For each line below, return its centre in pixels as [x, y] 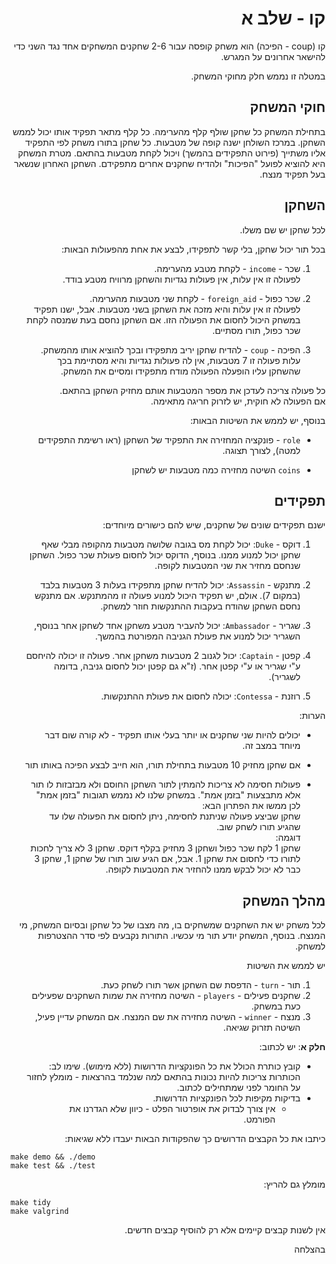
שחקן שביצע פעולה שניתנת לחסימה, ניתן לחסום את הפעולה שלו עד [175, 816]
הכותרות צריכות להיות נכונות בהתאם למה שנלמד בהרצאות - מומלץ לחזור [163, 1077]
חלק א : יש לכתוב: [292, 1047]
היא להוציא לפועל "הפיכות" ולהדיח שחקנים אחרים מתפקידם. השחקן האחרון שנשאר [169, 163]
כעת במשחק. [276, 1006]
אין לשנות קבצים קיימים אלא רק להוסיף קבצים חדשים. [225, 1230]
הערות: [312, 716]
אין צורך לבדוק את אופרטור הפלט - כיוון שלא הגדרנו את [172, 1109]
